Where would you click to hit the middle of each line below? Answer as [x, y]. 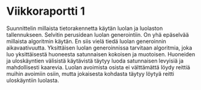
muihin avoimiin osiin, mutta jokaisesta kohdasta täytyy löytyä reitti [90, 73]
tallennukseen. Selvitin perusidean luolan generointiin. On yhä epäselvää [98, 34]
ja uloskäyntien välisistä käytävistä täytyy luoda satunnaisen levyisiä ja [95, 61]
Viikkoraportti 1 [46, 11]
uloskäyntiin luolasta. [33, 80]
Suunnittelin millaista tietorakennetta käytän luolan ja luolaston [85, 28]
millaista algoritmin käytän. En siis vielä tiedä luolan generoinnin [86, 41]
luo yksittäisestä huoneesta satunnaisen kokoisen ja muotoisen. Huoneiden [101, 54]
